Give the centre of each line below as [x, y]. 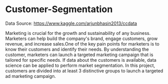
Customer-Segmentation [59, 9]
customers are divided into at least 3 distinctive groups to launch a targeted [84, 71]
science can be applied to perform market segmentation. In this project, [80, 65]
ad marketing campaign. [31, 76]
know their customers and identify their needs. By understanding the [77, 49]
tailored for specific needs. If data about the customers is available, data [81, 60]
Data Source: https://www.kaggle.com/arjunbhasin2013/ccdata [71, 23]
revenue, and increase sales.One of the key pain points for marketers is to [82, 44]
